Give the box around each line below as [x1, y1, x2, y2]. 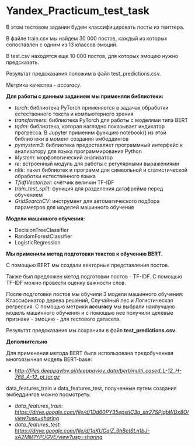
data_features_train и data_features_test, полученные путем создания [6, 384, 177, 391]
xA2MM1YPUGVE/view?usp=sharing [14, 433, 103, 440]
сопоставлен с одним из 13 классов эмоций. [6, 41, 118, 48]
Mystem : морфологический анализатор [14, 154, 113, 161]
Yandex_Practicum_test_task [6, 4, 150, 18]
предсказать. [6, 59, 40, 66]
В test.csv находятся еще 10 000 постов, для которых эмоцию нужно [6, 52, 179, 59]
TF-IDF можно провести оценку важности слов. [6, 279, 127, 286]
